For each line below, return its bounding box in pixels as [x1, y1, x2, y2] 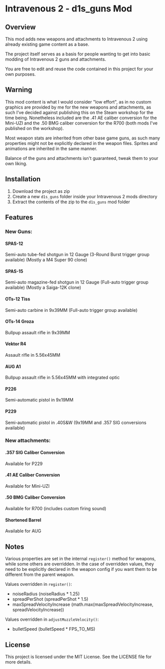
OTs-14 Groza [5, 318, 34, 324]
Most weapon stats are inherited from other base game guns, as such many [5, 135, 161, 141]
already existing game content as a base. [5, 41, 89, 47]
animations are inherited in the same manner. [5, 145, 98, 151]
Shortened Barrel [5, 517, 41, 523]
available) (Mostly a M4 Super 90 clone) [5, 257, 87, 263]
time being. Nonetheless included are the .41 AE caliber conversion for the [5, 115, 157, 121]
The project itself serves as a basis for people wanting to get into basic [5, 51, 151, 57]
